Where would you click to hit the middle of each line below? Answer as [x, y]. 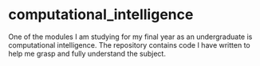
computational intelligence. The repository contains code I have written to [129, 45]
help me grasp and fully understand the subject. [87, 53]
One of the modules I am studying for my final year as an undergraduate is [130, 37]
